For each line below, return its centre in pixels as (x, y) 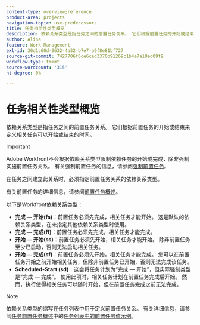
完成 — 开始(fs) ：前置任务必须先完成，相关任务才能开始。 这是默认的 (99, 217)
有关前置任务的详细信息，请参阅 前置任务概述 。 (63, 192)
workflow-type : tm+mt (33, 62)
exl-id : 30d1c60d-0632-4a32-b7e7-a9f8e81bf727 (65, 51)
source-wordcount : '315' (37, 67)
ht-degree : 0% (24, 73)
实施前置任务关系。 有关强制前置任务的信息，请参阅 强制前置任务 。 (88, 166)
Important (18, 146)
